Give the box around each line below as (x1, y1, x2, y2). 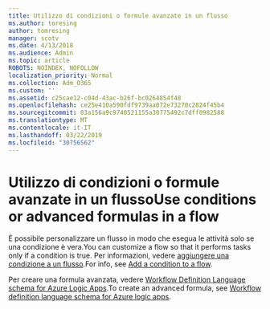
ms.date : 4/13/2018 (8, 42, 74, 50)
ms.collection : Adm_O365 (8, 79, 92, 87)
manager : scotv (8, 34, 59, 43)
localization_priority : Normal (8, 71, 113, 79)
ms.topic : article (8, 57, 70, 65)
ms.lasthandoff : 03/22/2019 (8, 131, 103, 139)
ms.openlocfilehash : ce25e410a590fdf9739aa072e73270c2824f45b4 (8, 101, 225, 109)
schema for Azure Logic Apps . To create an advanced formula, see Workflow (8, 283, 262, 293)
